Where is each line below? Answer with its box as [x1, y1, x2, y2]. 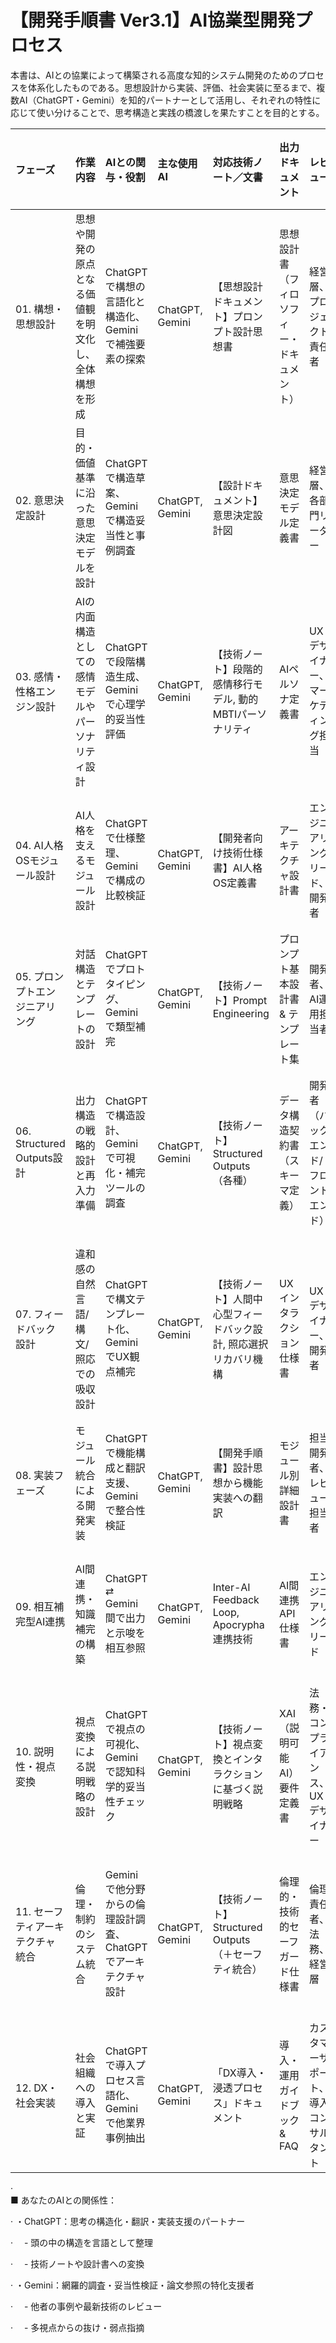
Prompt [232, 993, 268, 1007]
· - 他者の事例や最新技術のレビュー [10, 2300, 163, 2312]
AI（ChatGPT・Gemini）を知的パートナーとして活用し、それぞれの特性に [18, 94, 322, 106]
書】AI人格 [212, 861, 263, 875]
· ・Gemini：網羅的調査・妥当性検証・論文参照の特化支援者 [10, 2279, 255, 2291]
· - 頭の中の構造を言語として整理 [10, 2236, 153, 2248]
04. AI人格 [15, 838, 64, 852]
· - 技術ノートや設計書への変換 [10, 2257, 145, 2270]
